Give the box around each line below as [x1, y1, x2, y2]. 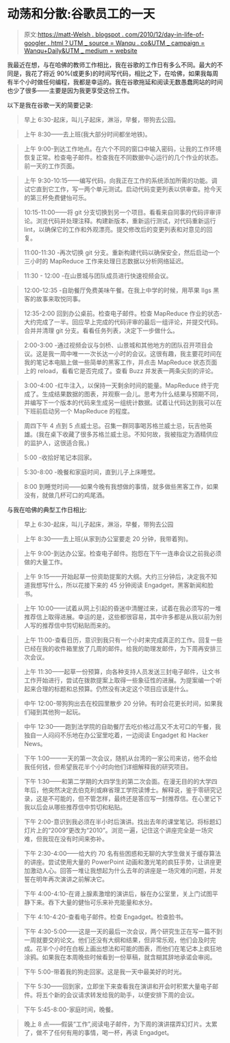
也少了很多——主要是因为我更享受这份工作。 [7, 86, 133, 95]
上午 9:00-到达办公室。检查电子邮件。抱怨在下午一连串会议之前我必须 [23, 549, 222, 558]
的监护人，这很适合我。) [23, 438, 90, 446]
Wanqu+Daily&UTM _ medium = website [23, 46, 138, 55]
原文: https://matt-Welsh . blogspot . [23, 30, 125, 38]
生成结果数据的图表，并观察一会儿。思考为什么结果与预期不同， [42, 389, 222, 398]
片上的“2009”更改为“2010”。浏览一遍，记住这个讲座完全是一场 [29, 826, 207, 834]
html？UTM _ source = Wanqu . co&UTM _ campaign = [51, 38, 205, 47]
